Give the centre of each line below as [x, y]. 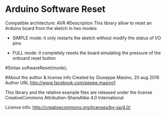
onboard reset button [34, 58]
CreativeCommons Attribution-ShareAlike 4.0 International [64, 98]
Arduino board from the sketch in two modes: [52, 28]
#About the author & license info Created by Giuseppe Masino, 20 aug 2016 [82, 77]
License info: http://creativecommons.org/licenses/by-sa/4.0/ [68, 107]
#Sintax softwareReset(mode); [36, 68]
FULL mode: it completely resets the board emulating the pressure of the [86, 53]
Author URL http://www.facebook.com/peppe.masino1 [60, 83]
